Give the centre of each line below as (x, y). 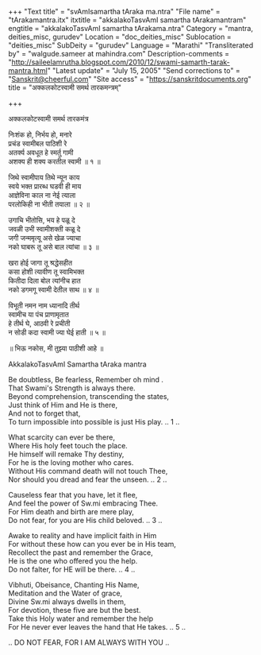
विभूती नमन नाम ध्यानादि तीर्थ (44, 306)
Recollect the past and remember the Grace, (81, 552)
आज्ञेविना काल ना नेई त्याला (42, 195)
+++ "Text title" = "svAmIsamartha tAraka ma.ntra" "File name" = (114, 12)
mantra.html (28, 70)
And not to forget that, (44, 413)
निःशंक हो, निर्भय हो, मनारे (40, 135)
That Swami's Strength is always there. (72, 388)
